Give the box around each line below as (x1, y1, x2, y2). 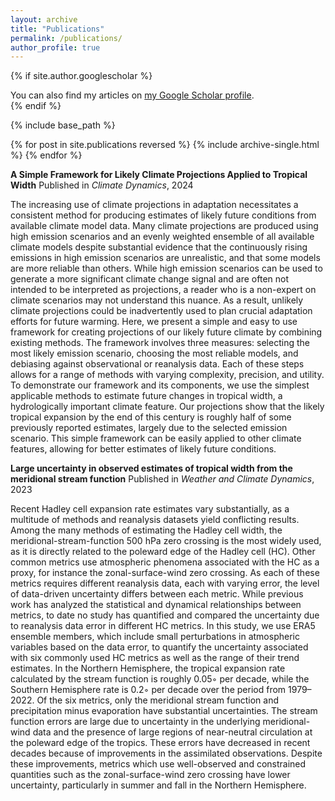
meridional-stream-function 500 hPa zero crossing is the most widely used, (10, 535, 322, 547)
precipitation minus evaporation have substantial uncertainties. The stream (10, 705, 318, 717)
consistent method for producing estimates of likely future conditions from (10, 209, 317, 221)
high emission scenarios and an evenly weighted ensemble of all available (10, 231, 315, 243)
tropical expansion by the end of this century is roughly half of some (10, 411, 292, 423)
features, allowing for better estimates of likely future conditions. (10, 443, 277, 455)
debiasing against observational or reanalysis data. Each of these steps (10, 358, 305, 370)
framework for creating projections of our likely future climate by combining (10, 326, 323, 338)
